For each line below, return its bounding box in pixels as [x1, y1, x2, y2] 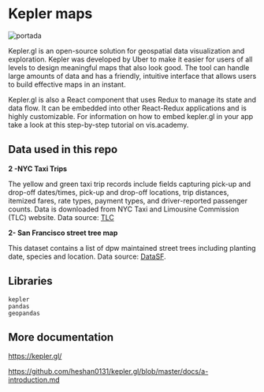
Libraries [8, 274, 53, 288]
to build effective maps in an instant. [8, 80, 126, 89]
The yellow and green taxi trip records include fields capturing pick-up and [8, 179, 251, 189]
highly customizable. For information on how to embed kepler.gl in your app [8, 111, 254, 121]
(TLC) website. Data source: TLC [8, 212, 114, 222]
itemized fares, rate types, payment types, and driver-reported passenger [8, 196, 248, 205]
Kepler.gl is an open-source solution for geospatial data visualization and [8, 46, 245, 55]
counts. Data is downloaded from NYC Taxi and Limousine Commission [8, 204, 240, 214]
